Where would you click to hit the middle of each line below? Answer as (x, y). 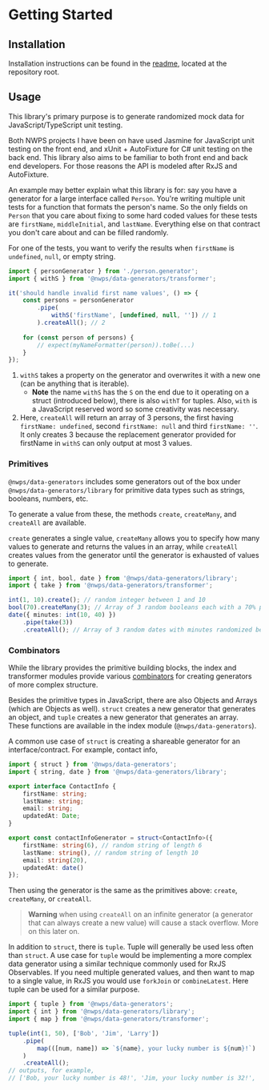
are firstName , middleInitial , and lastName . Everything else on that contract (134, 224)
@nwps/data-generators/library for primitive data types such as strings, (127, 490)
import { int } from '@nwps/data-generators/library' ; (102, 1012)
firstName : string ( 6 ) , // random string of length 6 (112, 845)
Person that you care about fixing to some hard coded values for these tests (133, 215)
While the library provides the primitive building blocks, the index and (122, 668)
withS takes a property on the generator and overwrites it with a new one (140, 375)
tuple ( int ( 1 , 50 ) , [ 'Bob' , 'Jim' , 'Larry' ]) (84, 1033)
